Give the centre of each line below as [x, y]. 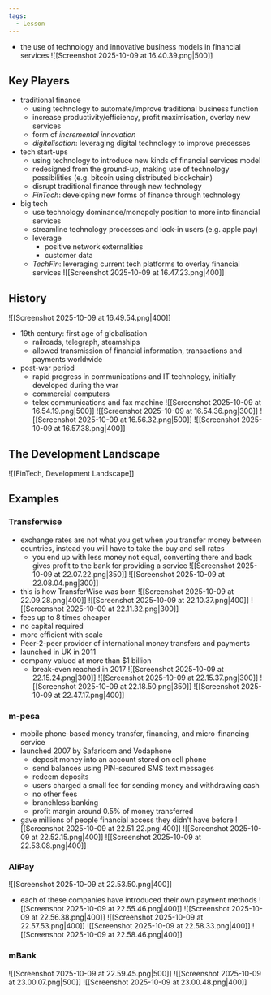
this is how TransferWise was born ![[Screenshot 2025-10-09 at [127, 591]
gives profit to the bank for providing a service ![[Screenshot [133, 566]
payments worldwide [67, 360]
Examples [34, 499]
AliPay [22, 867]
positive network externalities [94, 247]
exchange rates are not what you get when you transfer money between [141, 540]
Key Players [39, 81]
